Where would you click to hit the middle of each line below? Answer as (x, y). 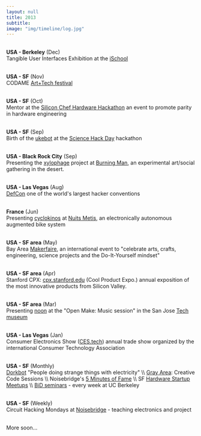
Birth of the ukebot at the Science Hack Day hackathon (74, 139)
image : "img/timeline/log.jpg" (45, 29)
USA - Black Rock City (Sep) (42, 157)
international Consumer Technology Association (65, 348)
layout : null (22, 12)
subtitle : (19, 23)
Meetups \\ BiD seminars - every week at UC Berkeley (73, 385)
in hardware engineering (37, 114)
